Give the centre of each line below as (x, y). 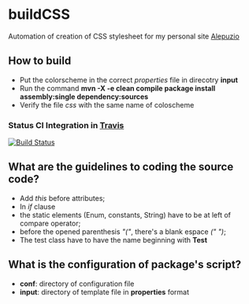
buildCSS (39, 15)
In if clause (37, 207)
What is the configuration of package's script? (125, 265)
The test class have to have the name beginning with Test (113, 240)
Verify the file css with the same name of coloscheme (107, 104)
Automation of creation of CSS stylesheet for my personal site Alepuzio (124, 36)
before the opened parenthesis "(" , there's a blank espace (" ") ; (123, 231)
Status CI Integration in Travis (66, 125)
